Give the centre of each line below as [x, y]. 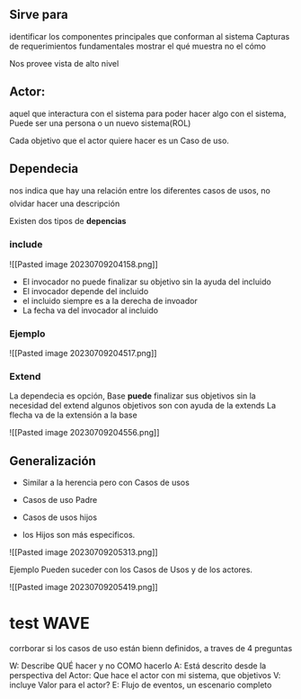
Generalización [53, 461]
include [26, 245]
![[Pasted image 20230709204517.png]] [83, 354]
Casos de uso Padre [60, 500]
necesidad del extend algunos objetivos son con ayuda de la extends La [143, 406]
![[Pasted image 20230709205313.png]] [84, 552]
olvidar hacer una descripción [65, 204]
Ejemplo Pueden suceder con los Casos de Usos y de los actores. [131, 569]
